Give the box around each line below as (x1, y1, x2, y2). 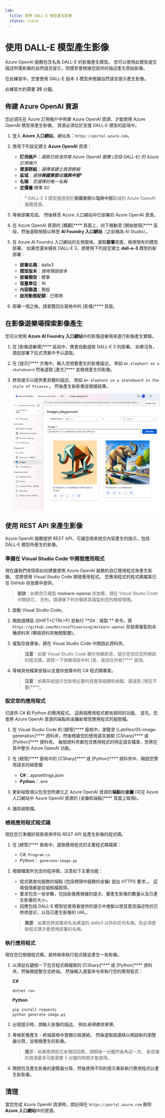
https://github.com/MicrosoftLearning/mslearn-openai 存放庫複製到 (12, 623, 152, 629)
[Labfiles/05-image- (116, 726, 158, 732)
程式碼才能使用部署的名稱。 (29, 926, 85, 932)
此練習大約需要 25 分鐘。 (5, 86, 57, 92)
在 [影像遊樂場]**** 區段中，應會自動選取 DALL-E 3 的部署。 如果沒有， (12, 343, 158, 349)
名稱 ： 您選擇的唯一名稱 (19, 178, 67, 185)
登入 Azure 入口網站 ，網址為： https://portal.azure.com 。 (12, 133, 132, 139)
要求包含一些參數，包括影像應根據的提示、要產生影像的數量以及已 (19, 891, 154, 897)
